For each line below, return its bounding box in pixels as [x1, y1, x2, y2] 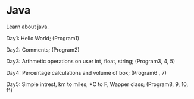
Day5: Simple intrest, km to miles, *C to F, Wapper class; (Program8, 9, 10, [6, 81, 189, 88]
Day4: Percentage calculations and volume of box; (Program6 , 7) [6, 69, 167, 76]
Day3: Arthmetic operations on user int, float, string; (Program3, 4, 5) [6, 58, 176, 65]
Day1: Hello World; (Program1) [6, 34, 79, 41]
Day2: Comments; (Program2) [6, 46, 80, 53]
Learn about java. [6, 23, 49, 30]
